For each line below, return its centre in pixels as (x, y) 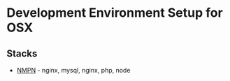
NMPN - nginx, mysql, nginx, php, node (73, 70)
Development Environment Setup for (115, 13)
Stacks (22, 53)
